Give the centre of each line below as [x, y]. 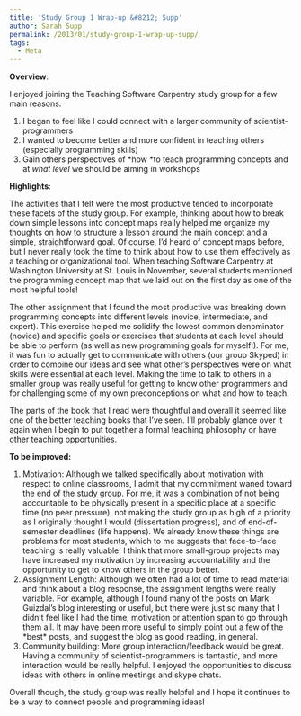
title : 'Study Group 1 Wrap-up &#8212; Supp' [96, 18]
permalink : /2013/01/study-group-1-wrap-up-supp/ [104, 34]
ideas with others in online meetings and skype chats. [122, 675]
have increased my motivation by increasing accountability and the [146, 560]
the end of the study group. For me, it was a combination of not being [151, 493]
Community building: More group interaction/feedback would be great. [153, 646]
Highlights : [30, 186]
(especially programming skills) [80, 150]
